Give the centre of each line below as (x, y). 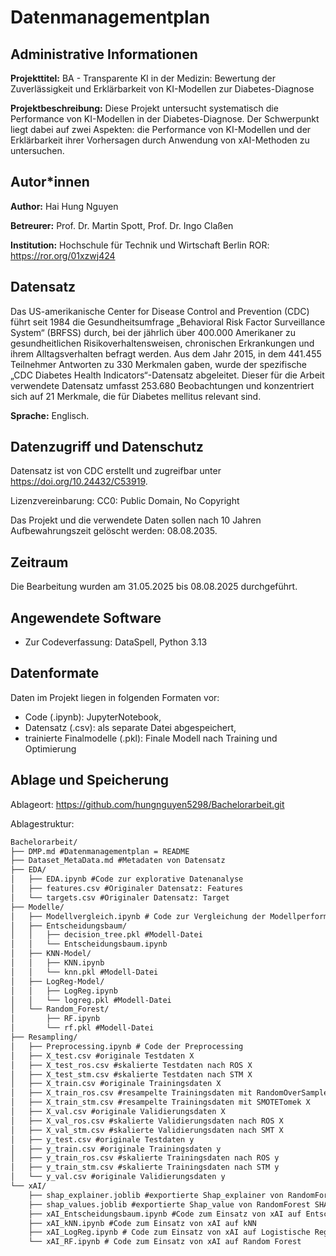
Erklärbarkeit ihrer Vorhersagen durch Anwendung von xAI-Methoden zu (160, 140)
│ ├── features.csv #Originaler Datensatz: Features (127, 889)
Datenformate (55, 673)
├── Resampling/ (44, 1037)
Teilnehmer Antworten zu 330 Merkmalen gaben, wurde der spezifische (158, 364)
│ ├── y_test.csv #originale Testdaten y (102, 1139)
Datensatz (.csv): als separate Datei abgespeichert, (130, 727)
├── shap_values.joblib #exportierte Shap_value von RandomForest (169, 1204)
